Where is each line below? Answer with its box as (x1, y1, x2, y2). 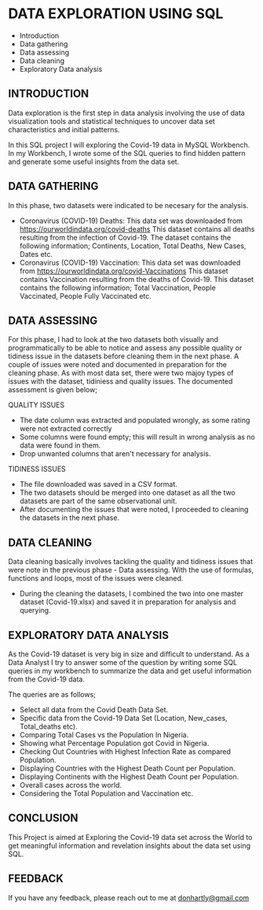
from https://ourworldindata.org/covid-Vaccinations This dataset (19, 266, 229, 276)
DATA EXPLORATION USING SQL (8, 5, 224, 23)
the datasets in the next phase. (19, 513, 120, 522)
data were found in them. (19, 440, 101, 450)
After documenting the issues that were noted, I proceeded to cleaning (19, 505, 249, 514)
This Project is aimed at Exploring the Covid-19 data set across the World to (8, 832, 253, 841)
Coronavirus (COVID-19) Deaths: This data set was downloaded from (19, 216, 243, 225)
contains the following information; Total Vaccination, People (19, 283, 216, 292)
